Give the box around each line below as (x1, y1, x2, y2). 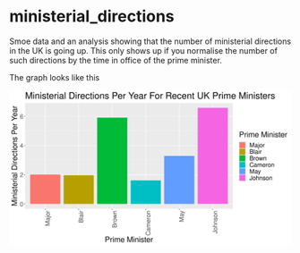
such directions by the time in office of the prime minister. (9, 55, 222, 65)
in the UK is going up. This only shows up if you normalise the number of (9, 45, 278, 55)
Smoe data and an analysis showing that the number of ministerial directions (9, 36, 292, 46)
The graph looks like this (9, 72, 100, 82)
